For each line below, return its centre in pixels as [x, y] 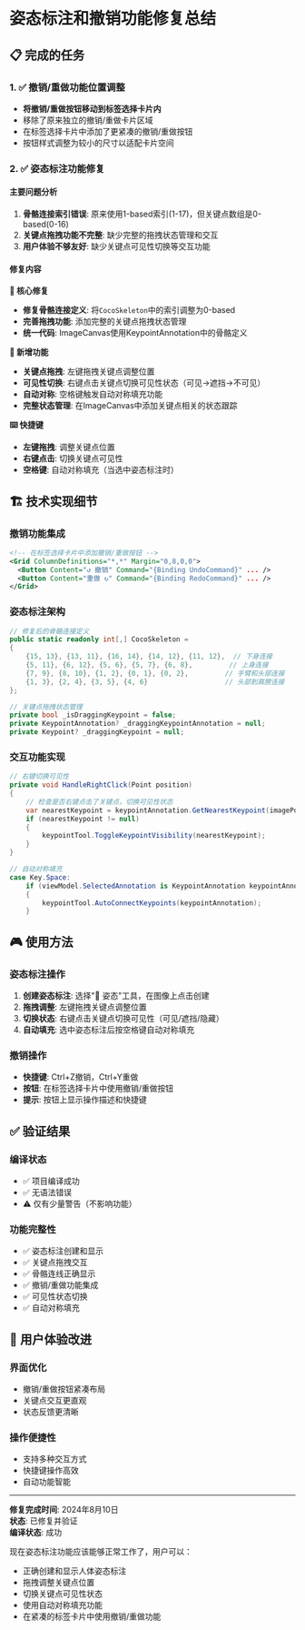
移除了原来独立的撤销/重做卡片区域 [88, 120]
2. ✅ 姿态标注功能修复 [57, 168]
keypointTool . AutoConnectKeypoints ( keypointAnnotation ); [152, 903]
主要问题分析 [33, 192]
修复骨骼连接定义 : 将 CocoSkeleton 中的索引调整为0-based [129, 310]
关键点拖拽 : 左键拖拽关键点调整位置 [89, 372]
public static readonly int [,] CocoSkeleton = [99, 639]
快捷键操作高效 [50, 1471]
